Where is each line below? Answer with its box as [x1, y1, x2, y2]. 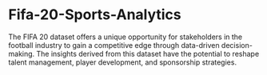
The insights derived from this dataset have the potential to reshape [36, 49, 260, 58]
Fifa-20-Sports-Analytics [8, 6, 181, 24]
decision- [221, 40, 253, 49]
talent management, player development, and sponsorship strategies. [8, 57, 237, 67]
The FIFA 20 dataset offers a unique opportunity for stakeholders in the [8, 32, 243, 41]
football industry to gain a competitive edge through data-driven [8, 40, 220, 49]
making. [8, 49, 35, 58]
